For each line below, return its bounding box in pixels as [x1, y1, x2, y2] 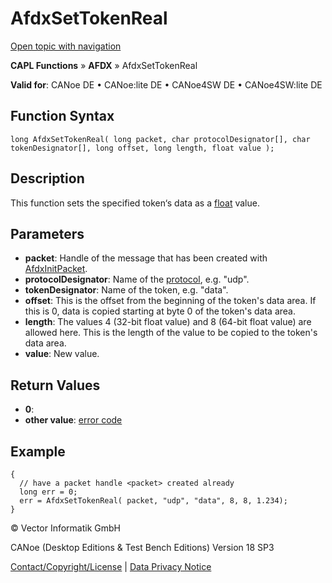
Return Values [10, 377, 101, 394]
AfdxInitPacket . [24, 263, 88, 275]
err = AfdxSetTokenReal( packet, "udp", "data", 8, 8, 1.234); [19, 496, 288, 506]
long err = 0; [19, 487, 78, 497]
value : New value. [24, 348, 100, 360]
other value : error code [24, 414, 123, 426]
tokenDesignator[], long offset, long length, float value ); [10, 143, 275, 153]
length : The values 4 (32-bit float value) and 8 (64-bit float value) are [24, 316, 312, 328]
